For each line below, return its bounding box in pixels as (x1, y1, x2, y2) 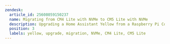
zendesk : (5, 7, 23, 13)
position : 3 (9, 26, 35, 31)
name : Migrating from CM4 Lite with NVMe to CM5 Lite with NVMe (9, 17, 148, 22)
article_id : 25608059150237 (9, 12, 69, 17)
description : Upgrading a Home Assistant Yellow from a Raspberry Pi (9, 21, 159, 27)
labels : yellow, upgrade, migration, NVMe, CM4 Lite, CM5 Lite (9, 31, 146, 36)
